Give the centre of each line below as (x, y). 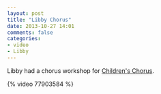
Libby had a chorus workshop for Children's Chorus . (81, 70)
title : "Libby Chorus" (39, 20)
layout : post (26, 13)
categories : (24, 39)
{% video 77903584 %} (40, 84)
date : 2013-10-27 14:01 (41, 26)
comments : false (30, 32)
